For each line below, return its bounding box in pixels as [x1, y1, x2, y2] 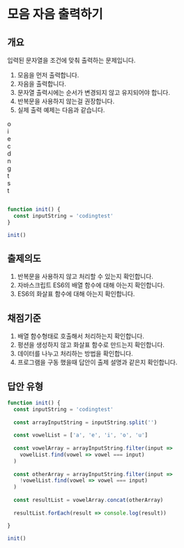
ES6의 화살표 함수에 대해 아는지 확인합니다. [17, 290, 135, 298]
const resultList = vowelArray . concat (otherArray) [13, 496, 164, 504]
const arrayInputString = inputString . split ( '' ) [13, 419, 158, 426]
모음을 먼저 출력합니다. [17, 71, 79, 79]
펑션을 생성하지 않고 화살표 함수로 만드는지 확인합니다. [17, 341, 165, 349]
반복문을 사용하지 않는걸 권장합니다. [17, 97, 115, 105]
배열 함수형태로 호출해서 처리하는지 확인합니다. [17, 332, 145, 340]
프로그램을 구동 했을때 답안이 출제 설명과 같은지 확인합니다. [17, 358, 178, 367]
